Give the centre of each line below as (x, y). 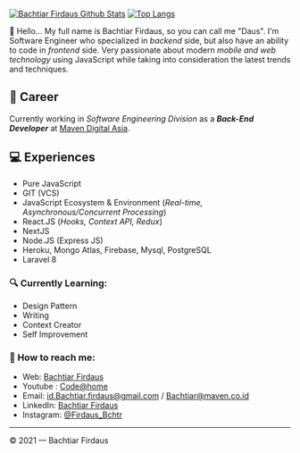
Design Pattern (50, 306)
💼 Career (34, 97)
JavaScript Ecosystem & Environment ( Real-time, (112, 202)
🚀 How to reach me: (52, 357)
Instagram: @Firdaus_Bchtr (72, 415)
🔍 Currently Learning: (58, 283)
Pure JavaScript (52, 183)
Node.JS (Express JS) (63, 240)
